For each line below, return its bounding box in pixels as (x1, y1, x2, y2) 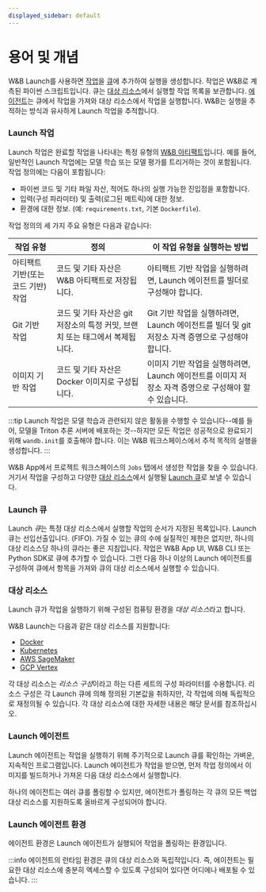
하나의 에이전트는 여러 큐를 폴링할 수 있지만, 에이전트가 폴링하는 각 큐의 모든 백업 (8, 787, 257, 797)
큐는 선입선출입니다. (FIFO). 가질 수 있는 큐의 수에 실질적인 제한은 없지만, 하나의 (8, 534, 254, 543)
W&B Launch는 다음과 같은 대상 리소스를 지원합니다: (8, 621, 170, 631)
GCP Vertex (19, 662, 58, 672)
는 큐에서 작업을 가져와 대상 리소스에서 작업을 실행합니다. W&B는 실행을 (27, 96, 248, 106)
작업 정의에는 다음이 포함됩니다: (8, 167, 106, 176)
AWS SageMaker (19, 655, 75, 664)
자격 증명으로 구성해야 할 (163, 382, 251, 393)
